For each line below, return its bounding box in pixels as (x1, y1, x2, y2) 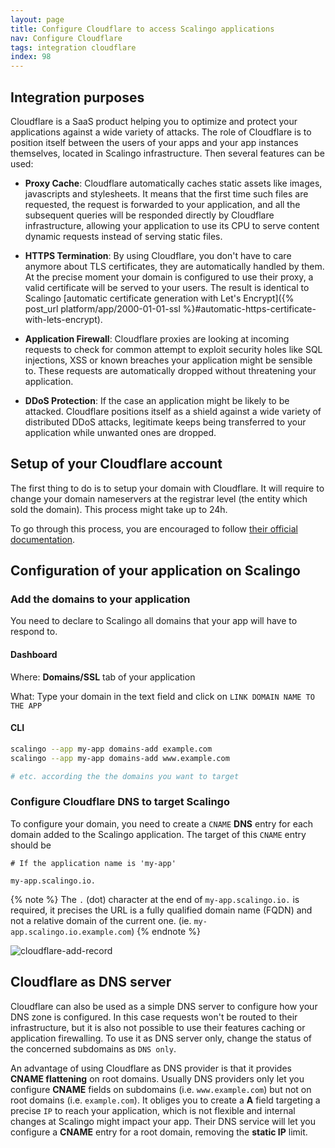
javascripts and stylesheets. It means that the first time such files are (24, 187, 309, 200)
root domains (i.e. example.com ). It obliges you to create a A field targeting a (10, 1094, 321, 1106)
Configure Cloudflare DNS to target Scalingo (10, 795, 230, 809)
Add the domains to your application (10, 592, 191, 606)
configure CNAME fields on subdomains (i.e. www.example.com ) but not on (10, 1083, 312, 1095)
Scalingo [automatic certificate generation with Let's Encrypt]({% (24, 292, 295, 304)
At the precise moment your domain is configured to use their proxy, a (24, 271, 314, 283)
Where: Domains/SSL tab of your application (10, 671, 196, 683)
